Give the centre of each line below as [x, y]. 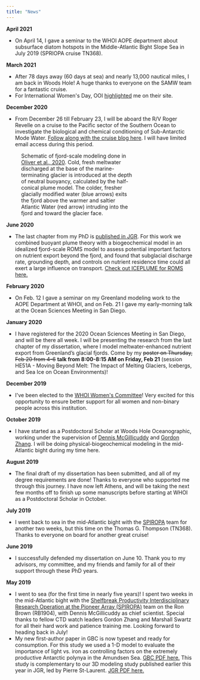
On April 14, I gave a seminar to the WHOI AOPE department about [96, 40]
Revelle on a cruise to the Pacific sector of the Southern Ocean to [95, 125]
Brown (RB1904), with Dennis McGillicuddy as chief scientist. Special [100, 613]
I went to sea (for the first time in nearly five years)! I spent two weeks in [104, 594]
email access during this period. [54, 144]
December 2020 [27, 107]
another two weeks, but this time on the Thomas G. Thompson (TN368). [104, 528]
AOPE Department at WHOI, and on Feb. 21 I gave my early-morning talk [104, 304]
